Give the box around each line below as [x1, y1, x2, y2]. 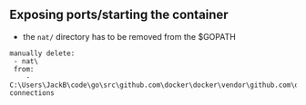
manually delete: [9, 49, 76, 58]
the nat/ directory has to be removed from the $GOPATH [22, 31, 237, 42]
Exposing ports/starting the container [9, 7, 229, 23]
